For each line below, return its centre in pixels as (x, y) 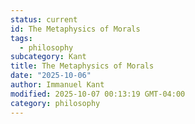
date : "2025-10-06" (51, 76)
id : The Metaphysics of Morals (75, 29)
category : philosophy (55, 103)
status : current (44, 19)
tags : (21, 38)
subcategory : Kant (48, 57)
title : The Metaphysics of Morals (82, 66)
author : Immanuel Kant (57, 85)
